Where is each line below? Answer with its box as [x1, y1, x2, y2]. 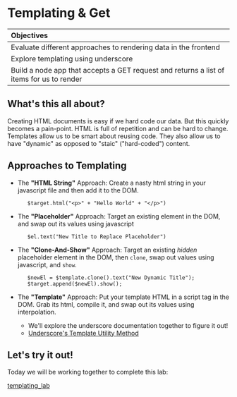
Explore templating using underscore [11, 54, 133, 63]
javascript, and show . [17, 260, 78, 269]
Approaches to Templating [7, 160, 127, 172]
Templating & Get [7, 5, 111, 21]
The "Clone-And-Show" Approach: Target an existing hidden [17, 245, 197, 254]
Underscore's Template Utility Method [28, 329, 139, 337]
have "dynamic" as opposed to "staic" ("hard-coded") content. [7, 139, 190, 147]
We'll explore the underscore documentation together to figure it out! [28, 321, 229, 329]
